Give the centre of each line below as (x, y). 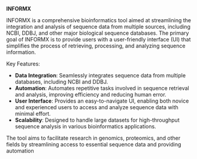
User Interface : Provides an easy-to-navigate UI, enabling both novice (102, 101)
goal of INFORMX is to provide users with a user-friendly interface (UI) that (99, 39)
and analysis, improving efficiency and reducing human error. (90, 94)
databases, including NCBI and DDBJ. (61, 82)
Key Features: (23, 64)
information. (21, 52)
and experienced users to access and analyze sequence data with (96, 107)
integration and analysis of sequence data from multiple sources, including (98, 27)
